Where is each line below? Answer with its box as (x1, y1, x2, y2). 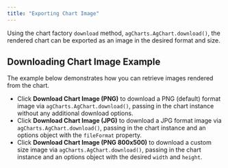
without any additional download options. (16, 109, 134, 117)
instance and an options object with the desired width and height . (16, 153, 203, 161)
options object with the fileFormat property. (16, 131, 142, 139)
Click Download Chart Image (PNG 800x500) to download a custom (16, 139, 212, 147)
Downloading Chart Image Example (7, 56, 161, 68)
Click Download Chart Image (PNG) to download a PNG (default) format (16, 95, 221, 103)
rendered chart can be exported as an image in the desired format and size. (7, 36, 220, 45)
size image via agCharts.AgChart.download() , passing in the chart (16, 145, 202, 154)
